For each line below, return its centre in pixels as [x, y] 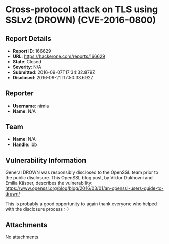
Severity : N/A [27, 67]
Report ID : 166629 [32, 51]
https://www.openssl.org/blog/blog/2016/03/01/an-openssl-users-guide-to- [85, 188]
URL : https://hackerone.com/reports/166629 [59, 56]
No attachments [22, 237]
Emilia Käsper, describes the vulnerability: [49, 183]
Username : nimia [31, 106]
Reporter [19, 94]
